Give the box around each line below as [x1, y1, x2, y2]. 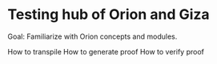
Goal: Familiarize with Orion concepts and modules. [7, 32, 178, 41]
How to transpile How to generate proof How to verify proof [7, 47, 205, 56]
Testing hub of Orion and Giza [7, 6, 210, 24]
